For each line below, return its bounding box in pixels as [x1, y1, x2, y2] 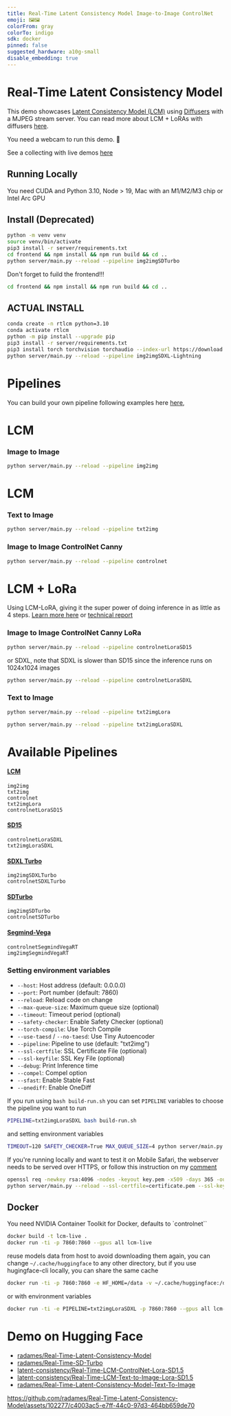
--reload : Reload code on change [16, 995, 113, 1004]
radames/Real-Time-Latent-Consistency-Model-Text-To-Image [16, 1380, 196, 1389]
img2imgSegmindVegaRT [7, 949, 69, 956]
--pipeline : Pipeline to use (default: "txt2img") [16, 1039, 150, 1048]
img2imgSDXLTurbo [7, 872, 57, 879]
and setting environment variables [7, 1129, 104, 1138]
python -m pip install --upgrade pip [7, 333, 115, 340]
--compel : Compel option [16, 1068, 87, 1076]
